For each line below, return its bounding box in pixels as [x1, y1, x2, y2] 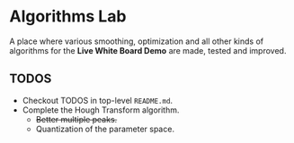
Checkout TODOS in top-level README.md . [22, 95, 174, 105]
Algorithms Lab [9, 6, 127, 27]
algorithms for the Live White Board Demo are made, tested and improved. [9, 45, 287, 55]
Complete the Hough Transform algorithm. [22, 105, 180, 115]
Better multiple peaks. [35, 114, 118, 124]
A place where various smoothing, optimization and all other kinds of [9, 36, 263, 46]
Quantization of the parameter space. [35, 123, 175, 134]
